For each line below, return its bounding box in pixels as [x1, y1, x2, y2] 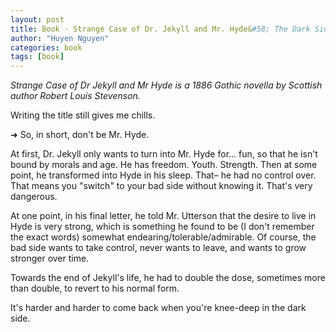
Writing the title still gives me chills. [10, 109, 156, 121]
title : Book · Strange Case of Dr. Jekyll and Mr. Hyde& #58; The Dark [10, 24, 311, 34]
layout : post [10, 14, 65, 25]
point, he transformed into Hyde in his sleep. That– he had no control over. [10, 169, 317, 181]
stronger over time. [10, 252, 90, 265]
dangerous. [10, 191, 58, 203]
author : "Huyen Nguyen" [10, 33, 110, 43]
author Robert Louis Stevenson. [10, 90, 141, 102]
